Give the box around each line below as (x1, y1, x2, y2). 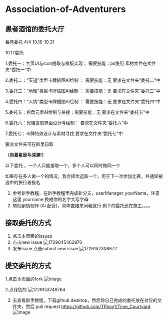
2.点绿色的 (5, 286, 27, 292)
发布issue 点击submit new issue (12, 245, 78, 251)
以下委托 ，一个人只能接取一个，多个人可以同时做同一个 (5, 163, 120, 169)
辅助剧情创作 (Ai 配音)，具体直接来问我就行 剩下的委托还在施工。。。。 (12, 203, 153, 209)
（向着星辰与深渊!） (5, 152, 46, 157)
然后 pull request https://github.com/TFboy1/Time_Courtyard (25, 303, 151, 309)
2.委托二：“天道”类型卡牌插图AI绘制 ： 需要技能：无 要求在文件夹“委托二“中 (5, 77, 161, 83)
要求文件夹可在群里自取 (5, 141, 53, 147)
